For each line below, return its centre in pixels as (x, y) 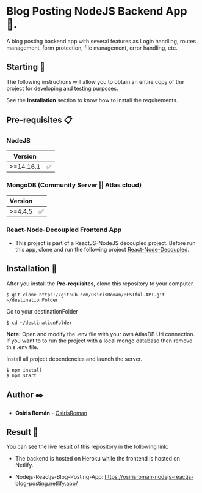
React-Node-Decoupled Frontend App (64, 230)
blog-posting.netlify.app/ (46, 484)
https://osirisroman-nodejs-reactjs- (149, 477)
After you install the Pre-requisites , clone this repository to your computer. (100, 284)
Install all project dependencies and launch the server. (74, 359)
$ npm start (21, 375)
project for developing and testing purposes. (62, 88)
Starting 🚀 (26, 67)
